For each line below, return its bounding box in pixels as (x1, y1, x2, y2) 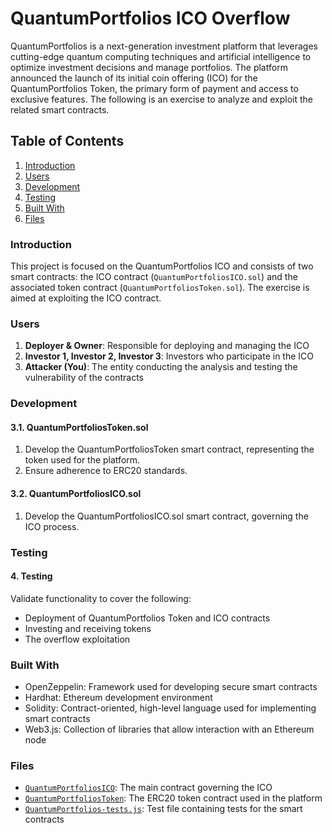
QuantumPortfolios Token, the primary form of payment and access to (10, 82, 299, 94)
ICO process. (24, 520, 80, 532)
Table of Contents (10, 133, 125, 150)
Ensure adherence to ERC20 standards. (24, 465, 188, 477)
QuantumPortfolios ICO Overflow (10, 7, 291, 30)
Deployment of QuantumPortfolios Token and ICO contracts (24, 612, 271, 624)
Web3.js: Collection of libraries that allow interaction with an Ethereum (24, 723, 315, 736)
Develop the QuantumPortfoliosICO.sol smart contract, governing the (24, 510, 309, 522)
